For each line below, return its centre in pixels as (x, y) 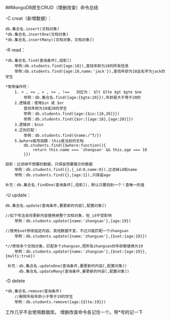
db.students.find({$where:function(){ (65, 145)
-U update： (18, 195)
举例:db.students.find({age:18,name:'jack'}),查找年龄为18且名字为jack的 (90, 71)
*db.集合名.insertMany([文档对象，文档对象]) (50, 40)
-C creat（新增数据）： (29, 18)
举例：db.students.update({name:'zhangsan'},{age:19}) (73, 221)
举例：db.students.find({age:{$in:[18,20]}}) (72, 114)
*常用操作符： (18, 87)
